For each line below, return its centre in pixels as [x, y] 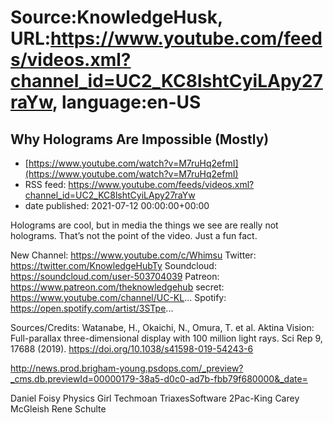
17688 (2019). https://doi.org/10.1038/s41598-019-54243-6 [132, 349]
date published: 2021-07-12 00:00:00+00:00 [117, 205]
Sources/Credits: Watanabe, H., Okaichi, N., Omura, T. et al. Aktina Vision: [162, 327]
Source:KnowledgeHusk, [116, 17]
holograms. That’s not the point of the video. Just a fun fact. [134, 235]
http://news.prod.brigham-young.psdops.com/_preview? [127, 368]
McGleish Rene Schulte [58, 409]
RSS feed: [45, 184]
